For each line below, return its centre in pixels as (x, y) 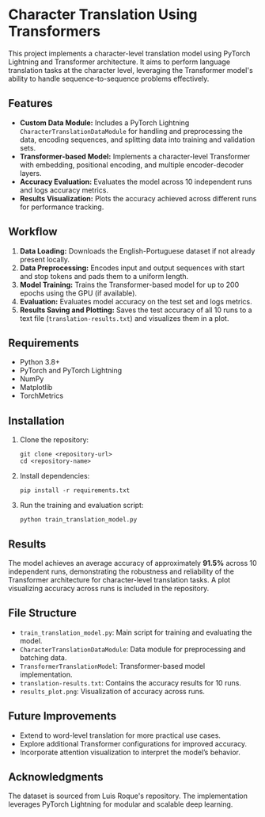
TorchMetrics (42, 396)
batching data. (43, 657)
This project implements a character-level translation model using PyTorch (129, 53)
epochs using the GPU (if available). (78, 293)
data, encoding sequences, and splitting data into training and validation (137, 139)
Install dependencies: (55, 476)
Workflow (33, 232)
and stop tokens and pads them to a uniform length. (104, 276)
